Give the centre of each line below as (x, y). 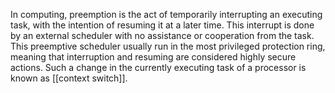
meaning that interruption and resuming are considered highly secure (153, 57)
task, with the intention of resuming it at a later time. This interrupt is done (162, 25)
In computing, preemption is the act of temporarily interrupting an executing (166, 14)
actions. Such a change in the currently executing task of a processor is (158, 67)
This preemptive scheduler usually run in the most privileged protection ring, (168, 46)
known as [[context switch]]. (69, 78)
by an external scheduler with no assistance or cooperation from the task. (162, 35)
